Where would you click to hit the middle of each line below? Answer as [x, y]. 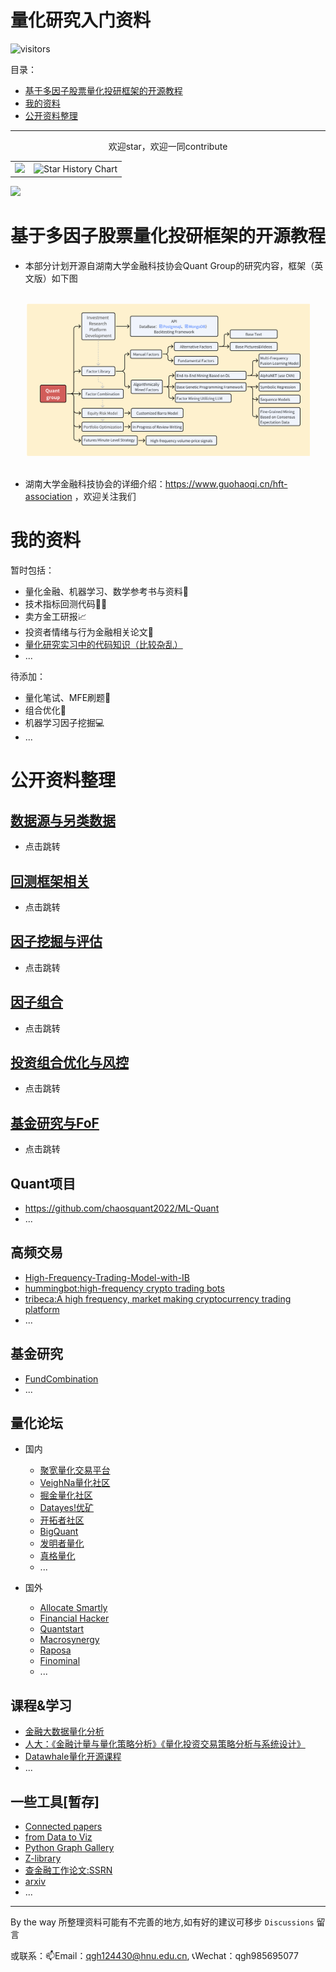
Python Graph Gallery [69, 1848]
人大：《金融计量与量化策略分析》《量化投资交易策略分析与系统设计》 [165, 1744]
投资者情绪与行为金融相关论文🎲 [89, 632]
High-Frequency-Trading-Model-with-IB [107, 1277]
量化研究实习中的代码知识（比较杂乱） [103, 645]
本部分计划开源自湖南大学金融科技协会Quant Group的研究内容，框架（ [169, 266]
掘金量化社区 [66, 1495]
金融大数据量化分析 [64, 1732]
